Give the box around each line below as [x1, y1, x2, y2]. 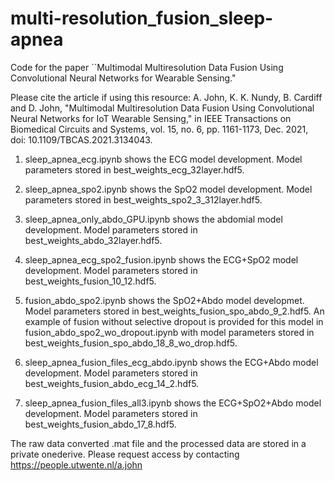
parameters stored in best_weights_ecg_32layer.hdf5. [24, 163, 245, 176]
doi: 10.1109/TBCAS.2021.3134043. [10, 133, 153, 146]
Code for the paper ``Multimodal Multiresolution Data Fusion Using [10, 61, 284, 73]
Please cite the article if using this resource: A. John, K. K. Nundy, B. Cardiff [10, 91, 323, 103]
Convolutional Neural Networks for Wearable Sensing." [10, 72, 237, 84]
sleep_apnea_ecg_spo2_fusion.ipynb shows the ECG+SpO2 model [24, 253, 299, 266]
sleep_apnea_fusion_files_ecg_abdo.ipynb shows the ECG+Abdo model [24, 356, 319, 368]
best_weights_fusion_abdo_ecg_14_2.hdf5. [24, 377, 200, 389]
